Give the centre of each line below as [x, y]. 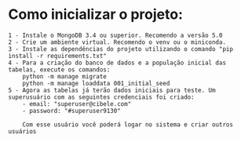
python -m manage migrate [65, 76]
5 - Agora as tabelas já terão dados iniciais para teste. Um [112, 90]
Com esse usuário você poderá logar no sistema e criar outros [128, 124]
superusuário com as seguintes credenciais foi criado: [101, 97]
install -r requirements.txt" [58, 56]
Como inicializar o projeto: [95, 15]
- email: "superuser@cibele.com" [77, 104]
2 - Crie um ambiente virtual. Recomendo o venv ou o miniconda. [117, 42]
